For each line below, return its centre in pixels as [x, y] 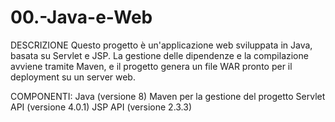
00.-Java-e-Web [81, 17]
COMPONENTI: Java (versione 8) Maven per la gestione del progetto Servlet [168, 96]
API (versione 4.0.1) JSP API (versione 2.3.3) [101, 107]
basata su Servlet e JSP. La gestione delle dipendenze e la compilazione [159, 55]
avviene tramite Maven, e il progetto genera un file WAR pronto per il [151, 66]
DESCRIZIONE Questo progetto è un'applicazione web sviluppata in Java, [161, 45]
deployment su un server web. [73, 77]
